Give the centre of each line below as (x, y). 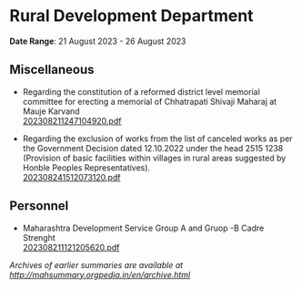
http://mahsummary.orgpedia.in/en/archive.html (100, 274)
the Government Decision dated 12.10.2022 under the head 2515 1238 (153, 148)
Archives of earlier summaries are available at (96, 264)
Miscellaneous (52, 70)
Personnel (39, 206)
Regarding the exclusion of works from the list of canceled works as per (157, 139)
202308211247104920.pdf (72, 120)
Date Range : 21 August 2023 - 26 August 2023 (98, 41)
